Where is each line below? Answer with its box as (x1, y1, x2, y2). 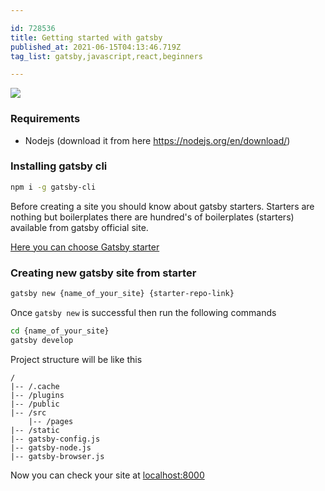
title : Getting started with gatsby (10, 32, 163, 43)
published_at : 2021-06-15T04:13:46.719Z (10, 42, 182, 52)
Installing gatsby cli (10, 159, 108, 173)
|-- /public (10, 399, 60, 409)
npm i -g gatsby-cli (10, 182, 97, 192)
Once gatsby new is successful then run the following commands (10, 306, 277, 318)
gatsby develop (10, 335, 74, 345)
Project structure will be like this (10, 353, 143, 365)
